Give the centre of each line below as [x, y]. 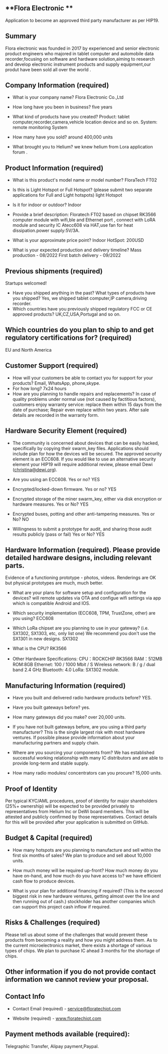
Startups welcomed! [26, 283]
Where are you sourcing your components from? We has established [83, 752]
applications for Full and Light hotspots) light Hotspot [67, 195]
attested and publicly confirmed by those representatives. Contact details [81, 817]
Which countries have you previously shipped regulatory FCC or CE [82, 309]
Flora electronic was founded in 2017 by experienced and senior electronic [82, 48]
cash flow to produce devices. [44, 881]
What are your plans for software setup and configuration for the [79, 593]
